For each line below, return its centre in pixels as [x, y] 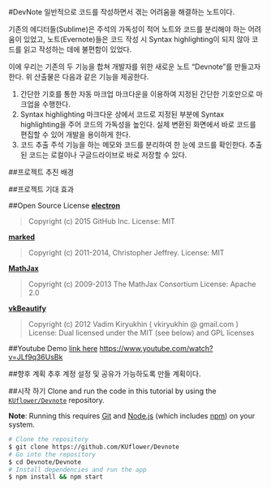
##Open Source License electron [64, 206]
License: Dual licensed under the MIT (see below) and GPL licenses [141, 332]
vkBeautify [28, 308]
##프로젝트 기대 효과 [41, 189]
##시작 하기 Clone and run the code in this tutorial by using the [112, 391]
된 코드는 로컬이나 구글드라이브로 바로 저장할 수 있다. [103, 155]
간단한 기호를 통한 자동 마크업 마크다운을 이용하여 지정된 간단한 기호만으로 [137, 94]
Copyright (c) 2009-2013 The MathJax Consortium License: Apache [142, 284]
